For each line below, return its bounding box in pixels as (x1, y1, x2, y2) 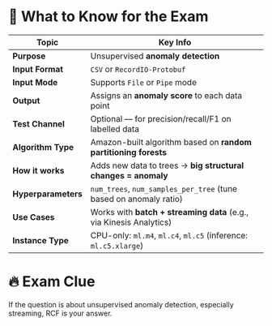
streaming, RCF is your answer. (8, 308, 113, 318)
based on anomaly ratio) (90, 193, 184, 204)
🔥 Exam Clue (8, 272, 96, 291)
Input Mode (12, 76, 58, 88)
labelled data (90, 123, 140, 135)
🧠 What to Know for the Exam (8, 7, 209, 26)
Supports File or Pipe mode (90, 76, 197, 88)
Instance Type (12, 234, 69, 246)
